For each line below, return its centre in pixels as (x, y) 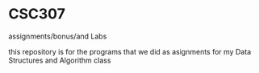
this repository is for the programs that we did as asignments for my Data (130, 51)
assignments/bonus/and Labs (58, 36)
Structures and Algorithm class (60, 60)
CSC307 (37, 14)
